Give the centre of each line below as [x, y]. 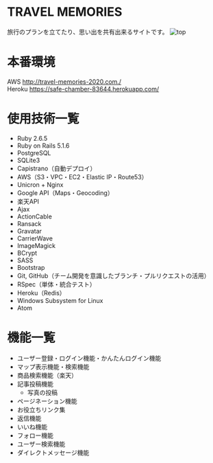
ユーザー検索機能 [41, 444]
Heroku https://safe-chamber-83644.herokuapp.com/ [83, 89]
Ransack [29, 223]
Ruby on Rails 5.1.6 [43, 146]
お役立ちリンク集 [41, 409]
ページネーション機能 [47, 401]
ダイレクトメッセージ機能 [53, 452]
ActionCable [35, 216]
